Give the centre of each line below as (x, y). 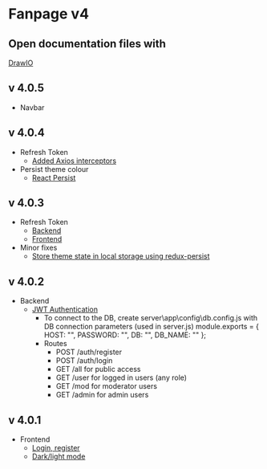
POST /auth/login (84, 361)
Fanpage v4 (49, 14)
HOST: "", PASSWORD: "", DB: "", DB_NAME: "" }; (125, 335)
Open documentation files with (87, 44)
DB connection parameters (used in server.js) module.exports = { (151, 327)
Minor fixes (38, 248)
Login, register (56, 448)
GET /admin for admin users (102, 395)
